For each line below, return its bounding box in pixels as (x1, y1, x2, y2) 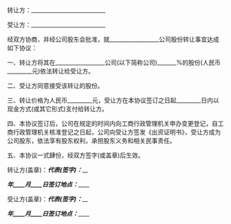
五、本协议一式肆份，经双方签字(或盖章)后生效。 (7, 151, 144, 159)
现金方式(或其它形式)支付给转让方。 (7, 105, 109, 113)
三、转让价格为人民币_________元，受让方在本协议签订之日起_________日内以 (7, 96, 219, 104)
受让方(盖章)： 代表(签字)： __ (7, 195, 88, 203)
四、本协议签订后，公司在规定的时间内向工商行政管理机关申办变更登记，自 (7, 120, 218, 127)
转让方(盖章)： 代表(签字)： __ (7, 166, 88, 174)
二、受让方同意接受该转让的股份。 (7, 82, 104, 89)
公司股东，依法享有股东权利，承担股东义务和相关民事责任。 (7, 137, 176, 144)
